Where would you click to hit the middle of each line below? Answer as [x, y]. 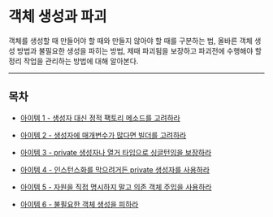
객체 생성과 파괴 [58, 17]
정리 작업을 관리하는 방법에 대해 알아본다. [74, 61]
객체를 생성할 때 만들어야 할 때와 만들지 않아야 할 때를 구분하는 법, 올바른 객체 [131, 41]
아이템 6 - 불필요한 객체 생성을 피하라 [79, 204]
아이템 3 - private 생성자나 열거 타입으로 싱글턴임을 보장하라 [116, 152]
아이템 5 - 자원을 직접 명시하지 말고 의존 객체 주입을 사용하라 [116, 187]
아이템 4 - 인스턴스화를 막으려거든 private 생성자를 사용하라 [115, 169]
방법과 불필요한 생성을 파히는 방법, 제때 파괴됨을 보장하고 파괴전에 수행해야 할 [139, 50]
